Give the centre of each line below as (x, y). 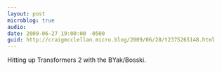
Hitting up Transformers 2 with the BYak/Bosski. (77, 60)
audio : (17, 27)
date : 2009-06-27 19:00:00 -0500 (56, 33)
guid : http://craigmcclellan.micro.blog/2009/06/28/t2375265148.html (111, 40)
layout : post (26, 14)
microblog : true (31, 20)
